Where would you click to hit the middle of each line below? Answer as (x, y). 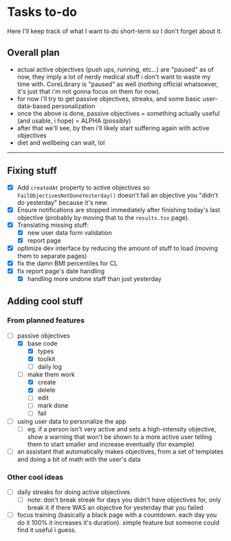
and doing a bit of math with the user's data (79, 459)
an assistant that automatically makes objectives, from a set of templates (120, 451)
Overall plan (33, 53)
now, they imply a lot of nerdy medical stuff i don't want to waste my (114, 76)
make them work (51, 375)
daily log (49, 367)
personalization (73, 106)
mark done (53, 406)
